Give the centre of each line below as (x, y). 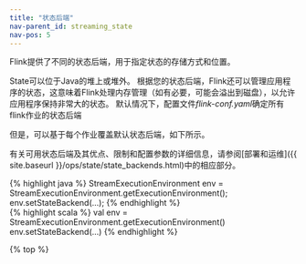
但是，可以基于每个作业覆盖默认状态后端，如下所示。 (110, 135)
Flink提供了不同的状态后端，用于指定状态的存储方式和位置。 (122, 62)
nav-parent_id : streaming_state (71, 26)
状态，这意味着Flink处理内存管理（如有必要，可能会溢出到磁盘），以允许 (160, 93)
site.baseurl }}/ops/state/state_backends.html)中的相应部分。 (125, 166)
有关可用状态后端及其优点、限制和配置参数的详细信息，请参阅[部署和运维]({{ (153, 154)
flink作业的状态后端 (46, 116)
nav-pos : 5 (30, 35)
